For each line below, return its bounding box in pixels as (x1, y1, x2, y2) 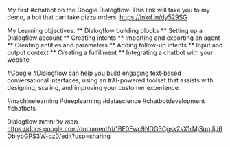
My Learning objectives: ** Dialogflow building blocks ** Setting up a (7, 27, 203, 34)
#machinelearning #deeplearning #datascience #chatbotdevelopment (7, 97, 205, 105)
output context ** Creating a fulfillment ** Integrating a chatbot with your (7, 48, 214, 56)
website (7, 56, 30, 64)
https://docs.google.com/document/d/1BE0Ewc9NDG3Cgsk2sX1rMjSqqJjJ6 (7, 125, 223, 133)
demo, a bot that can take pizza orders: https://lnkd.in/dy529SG (7, 13, 187, 21)
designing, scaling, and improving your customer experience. (7, 84, 181, 91)
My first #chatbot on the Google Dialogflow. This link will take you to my (7, 6, 211, 14)
